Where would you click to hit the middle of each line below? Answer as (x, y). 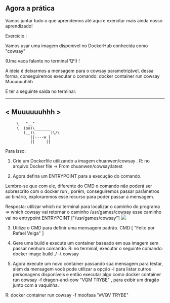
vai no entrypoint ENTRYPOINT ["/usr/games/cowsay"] (62, 218)
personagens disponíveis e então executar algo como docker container (87, 274)
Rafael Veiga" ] (28, 233)
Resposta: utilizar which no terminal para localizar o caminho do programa (83, 206)
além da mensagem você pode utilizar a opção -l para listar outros (82, 269)
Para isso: (16, 151)
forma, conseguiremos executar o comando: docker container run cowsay (82, 76)
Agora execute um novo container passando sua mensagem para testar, (88, 263)
